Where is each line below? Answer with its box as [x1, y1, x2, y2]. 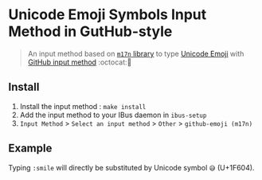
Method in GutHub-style [8, 22, 173, 41]
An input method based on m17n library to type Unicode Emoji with [27, 49, 244, 58]
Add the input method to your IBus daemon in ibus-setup [19, 110, 207, 119]
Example [8, 142, 53, 155]
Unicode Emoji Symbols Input [8, 6, 207, 24]
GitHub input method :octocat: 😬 [27, 57, 132, 67]
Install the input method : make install [19, 101, 147, 111]
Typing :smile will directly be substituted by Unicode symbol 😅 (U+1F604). [8, 162, 255, 172]
